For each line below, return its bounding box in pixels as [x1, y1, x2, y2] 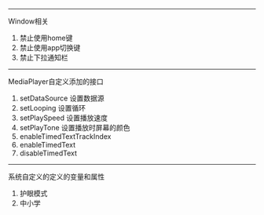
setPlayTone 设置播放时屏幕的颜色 [19, 123, 131, 132]
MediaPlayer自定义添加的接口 [8, 77, 104, 86]
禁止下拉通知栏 [19, 53, 68, 62]
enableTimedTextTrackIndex [19, 132, 112, 141]
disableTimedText [19, 148, 77, 158]
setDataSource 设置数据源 [19, 93, 104, 103]
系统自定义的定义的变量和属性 [8, 172, 104, 181]
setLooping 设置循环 [19, 104, 86, 112]
